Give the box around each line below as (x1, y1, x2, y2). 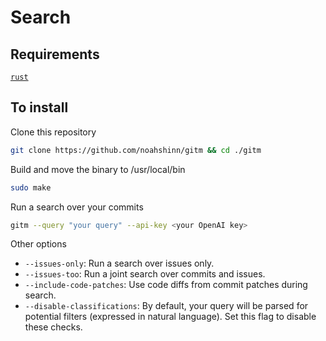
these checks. (24, 321, 83, 333)
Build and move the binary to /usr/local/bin (10, 163, 186, 175)
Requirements (10, 46, 100, 63)
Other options (10, 238, 67, 250)
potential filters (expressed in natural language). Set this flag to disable (24, 311, 317, 323)
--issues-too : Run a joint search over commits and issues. (24, 268, 266, 280)
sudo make (10, 182, 52, 193)
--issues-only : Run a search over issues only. (24, 257, 215, 270)
